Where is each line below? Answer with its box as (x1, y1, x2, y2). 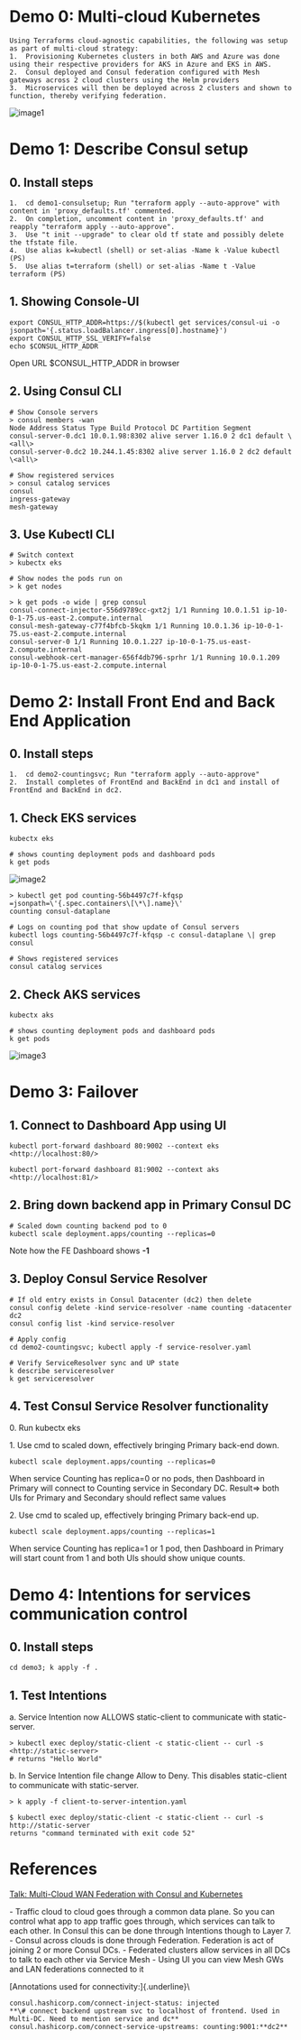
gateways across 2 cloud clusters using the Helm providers (9, 75, 241, 85)
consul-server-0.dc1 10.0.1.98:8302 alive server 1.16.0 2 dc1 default (9, 431, 284, 440)
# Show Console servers (9, 408, 99, 417)
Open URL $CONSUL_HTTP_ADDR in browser (9, 357, 180, 368)
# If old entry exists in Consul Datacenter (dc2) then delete (9, 1295, 252, 1305)
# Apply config (9, 1334, 67, 1343)
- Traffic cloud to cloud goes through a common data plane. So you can (9, 1906, 275, 1917)
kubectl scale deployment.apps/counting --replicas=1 (9, 1528, 216, 1537)
